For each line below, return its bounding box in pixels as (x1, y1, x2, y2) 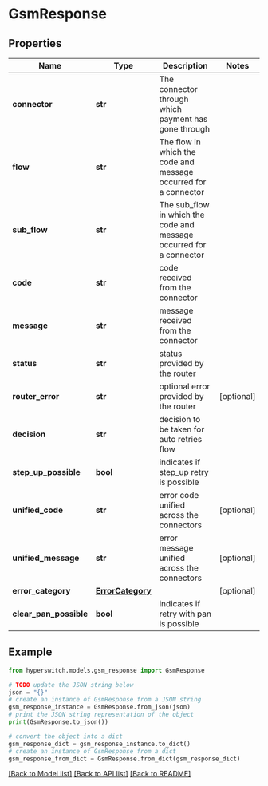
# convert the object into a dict (8, 732, 124, 741)
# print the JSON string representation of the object (8, 711, 195, 719)
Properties (8, 37, 62, 50)
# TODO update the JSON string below (8, 681, 134, 689)
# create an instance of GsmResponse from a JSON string (8, 696, 202, 704)
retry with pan (159, 608, 211, 619)
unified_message (12, 552, 80, 563)
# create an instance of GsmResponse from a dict (8, 747, 177, 755)
